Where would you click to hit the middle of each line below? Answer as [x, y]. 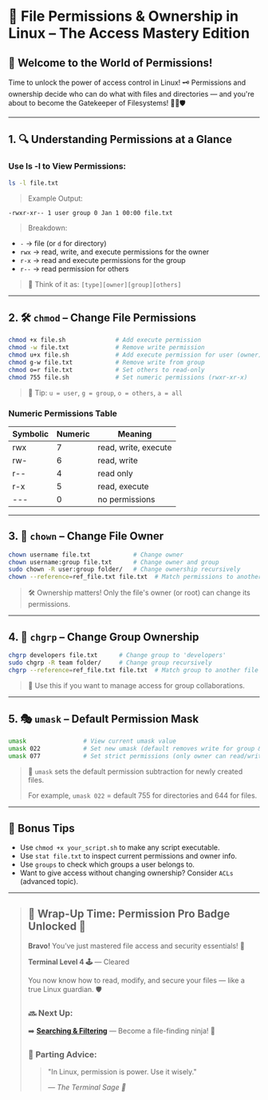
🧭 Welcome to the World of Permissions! [110, 63]
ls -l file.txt [33, 183]
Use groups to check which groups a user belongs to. [107, 864]
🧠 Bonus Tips [42, 828]
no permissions [126, 499]
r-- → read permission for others [74, 269]
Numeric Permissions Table [63, 413]
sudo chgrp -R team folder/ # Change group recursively [110, 663]
